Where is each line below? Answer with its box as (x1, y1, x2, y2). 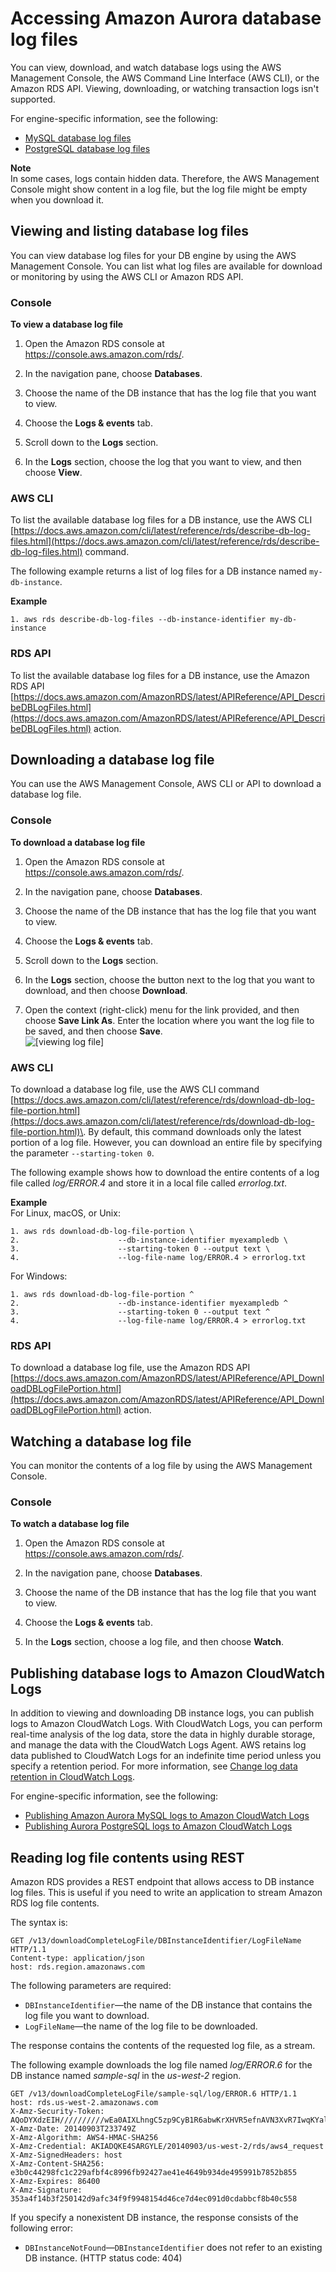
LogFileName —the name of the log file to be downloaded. (24, 2020, 258, 2032)
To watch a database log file (10, 1518, 130, 1530)
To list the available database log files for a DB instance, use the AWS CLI (10, 514, 313, 526)
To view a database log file (10, 318, 124, 331)
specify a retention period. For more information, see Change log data (10, 1760, 298, 1772)
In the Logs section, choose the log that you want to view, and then (24, 456, 302, 468)
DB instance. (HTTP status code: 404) (24, 2252, 183, 2264)
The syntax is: (10, 1917, 68, 1929)
